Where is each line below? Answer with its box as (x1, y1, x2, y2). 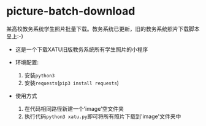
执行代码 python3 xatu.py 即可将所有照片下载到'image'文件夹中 (24, 113, 181, 120)
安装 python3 (24, 71, 55, 79)
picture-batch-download (6, 4, 135, 18)
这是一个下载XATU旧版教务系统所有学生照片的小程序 (15, 46, 148, 53)
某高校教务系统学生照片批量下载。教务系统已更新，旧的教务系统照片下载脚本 (6, 25, 200, 32)
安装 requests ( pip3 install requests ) (24, 79, 120, 86)
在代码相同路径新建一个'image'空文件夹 (24, 105, 124, 112)
